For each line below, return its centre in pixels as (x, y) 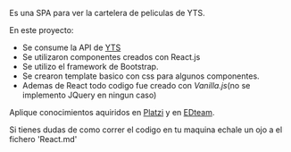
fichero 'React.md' (43, 139)
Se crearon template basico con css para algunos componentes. (141, 76)
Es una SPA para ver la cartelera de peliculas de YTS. (107, 13)
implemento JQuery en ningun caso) (89, 95)
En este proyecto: (42, 30)
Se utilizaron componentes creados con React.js (111, 57)
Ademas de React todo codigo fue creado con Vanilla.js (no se (136, 85)
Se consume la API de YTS (71, 47)
